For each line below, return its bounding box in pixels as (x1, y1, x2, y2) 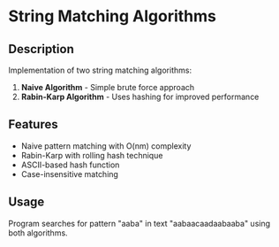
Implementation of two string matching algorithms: (8, 65, 192, 75)
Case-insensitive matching (20, 168, 118, 179)
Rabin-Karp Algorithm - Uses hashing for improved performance (20, 91, 260, 102)
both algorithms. (8, 228, 68, 238)
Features (8, 117, 58, 132)
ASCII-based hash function (20, 159, 120, 170)
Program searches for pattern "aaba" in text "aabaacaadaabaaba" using (8, 218, 271, 228)
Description (8, 42, 74, 57)
